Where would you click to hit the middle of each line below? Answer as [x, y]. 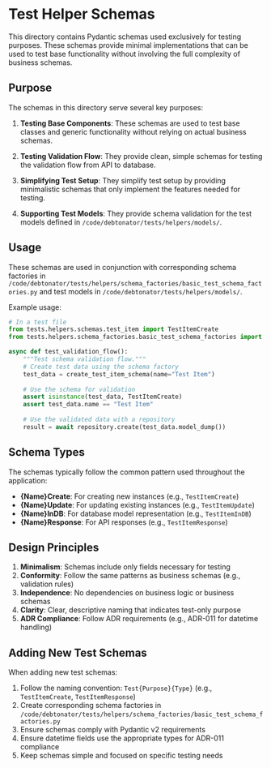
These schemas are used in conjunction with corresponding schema [123, 267]
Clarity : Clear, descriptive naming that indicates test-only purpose [130, 610]
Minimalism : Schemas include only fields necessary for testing [125, 567]
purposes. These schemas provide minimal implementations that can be [129, 45]
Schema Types [47, 452]
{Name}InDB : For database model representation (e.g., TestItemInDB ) [136, 513]
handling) [36, 627]
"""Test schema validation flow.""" [85, 359]
